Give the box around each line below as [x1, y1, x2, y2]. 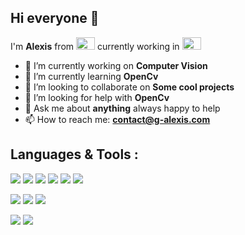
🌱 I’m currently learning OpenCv [24, 70, 159, 82]
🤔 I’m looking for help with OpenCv [24, 91, 170, 103]
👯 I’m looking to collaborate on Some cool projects [24, 81, 235, 93]
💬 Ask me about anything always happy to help [24, 102, 221, 114]
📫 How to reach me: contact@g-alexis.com [24, 113, 211, 125]
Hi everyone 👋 [10, 10, 100, 27]
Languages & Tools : [10, 146, 139, 163]
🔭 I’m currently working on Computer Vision [24, 59, 208, 71]
